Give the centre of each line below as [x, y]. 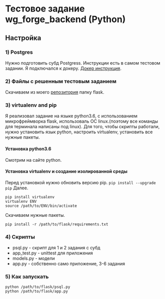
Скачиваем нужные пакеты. [35, 215]
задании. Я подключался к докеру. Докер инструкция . [63, 68]
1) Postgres [19, 52]
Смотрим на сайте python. [33, 160]
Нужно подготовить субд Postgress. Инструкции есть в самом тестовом [83, 63]
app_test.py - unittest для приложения [53, 253]
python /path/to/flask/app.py [37, 291]
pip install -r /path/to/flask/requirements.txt [57, 224]
